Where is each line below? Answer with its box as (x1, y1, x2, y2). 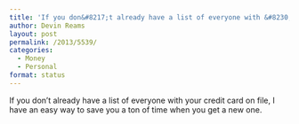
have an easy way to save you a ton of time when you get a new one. (9, 104, 263, 115)
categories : (9, 46, 53, 55)
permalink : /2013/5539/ (9, 37, 98, 47)
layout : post (9, 29, 58, 38)
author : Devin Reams (9, 21, 86, 30)
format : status (9, 71, 66, 80)
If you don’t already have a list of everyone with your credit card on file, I (9, 95, 276, 105)
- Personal (17, 63, 58, 72)
